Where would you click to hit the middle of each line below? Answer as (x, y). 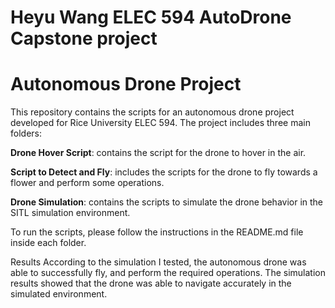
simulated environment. (59, 294)
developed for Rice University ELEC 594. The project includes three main (160, 123)
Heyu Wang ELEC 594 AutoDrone (151, 17)
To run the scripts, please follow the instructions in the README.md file (157, 232)
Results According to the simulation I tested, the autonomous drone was (158, 262)
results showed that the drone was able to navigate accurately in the (151, 283)
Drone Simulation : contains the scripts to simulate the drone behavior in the (167, 202)
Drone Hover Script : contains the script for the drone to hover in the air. (158, 153)
